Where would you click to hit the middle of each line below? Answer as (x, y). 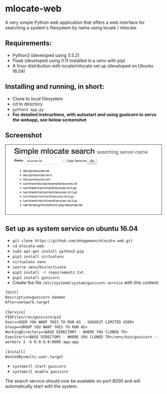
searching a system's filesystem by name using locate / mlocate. (71, 27)
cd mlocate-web (28, 246)
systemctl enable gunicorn (40, 372)
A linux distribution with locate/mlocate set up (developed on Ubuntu (83, 66)
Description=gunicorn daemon (35, 297)
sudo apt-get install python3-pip (48, 252)
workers (13, 342)
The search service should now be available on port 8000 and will (73, 381)
